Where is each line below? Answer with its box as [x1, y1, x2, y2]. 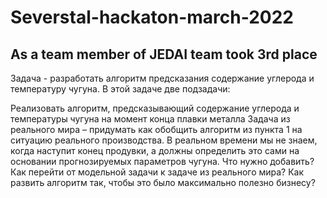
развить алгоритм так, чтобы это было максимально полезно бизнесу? [10, 177, 316, 188]
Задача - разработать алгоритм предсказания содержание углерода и [10, 72, 315, 84]
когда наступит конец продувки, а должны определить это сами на [10, 145, 300, 156]
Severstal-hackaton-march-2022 [10, 6, 294, 29]
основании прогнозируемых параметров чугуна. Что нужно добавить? [10, 156, 315, 167]
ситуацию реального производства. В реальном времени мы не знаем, [10, 134, 318, 146]
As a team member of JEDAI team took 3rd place [10, 46, 318, 63]
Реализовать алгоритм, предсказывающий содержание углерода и [10, 102, 300, 114]
